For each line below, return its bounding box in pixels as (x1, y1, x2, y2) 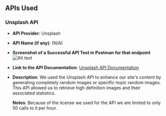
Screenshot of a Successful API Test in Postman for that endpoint (12, 49, 151, 55)
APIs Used (5, 4, 38, 12)
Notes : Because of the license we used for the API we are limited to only (12, 100, 161, 106)
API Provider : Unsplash (12, 30, 61, 36)
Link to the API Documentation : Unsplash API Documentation (12, 64, 139, 70)
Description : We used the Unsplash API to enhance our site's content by (12, 74, 162, 80)
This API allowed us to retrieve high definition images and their (12, 85, 141, 91)
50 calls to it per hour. (12, 105, 57, 111)
